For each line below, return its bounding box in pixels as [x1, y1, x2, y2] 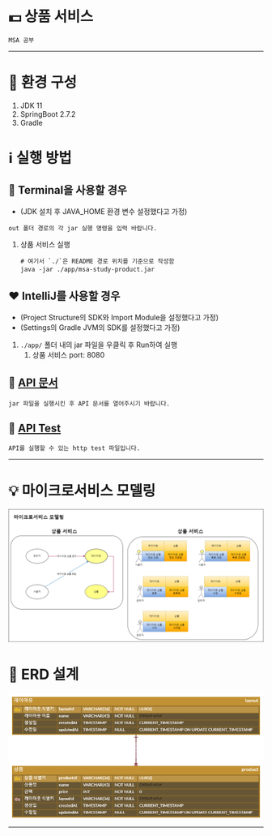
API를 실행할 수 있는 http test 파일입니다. [8, 444, 141, 452]
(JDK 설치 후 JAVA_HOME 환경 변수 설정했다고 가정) [19, 206, 188, 216]
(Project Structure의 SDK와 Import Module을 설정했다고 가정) [19, 312, 219, 322]
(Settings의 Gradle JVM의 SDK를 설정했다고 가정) [19, 322, 181, 332]
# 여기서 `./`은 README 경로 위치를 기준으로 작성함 [19, 257, 175, 265]
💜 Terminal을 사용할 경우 [8, 183, 128, 197]
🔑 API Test [8, 421, 62, 435]
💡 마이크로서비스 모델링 [8, 482, 156, 499]
